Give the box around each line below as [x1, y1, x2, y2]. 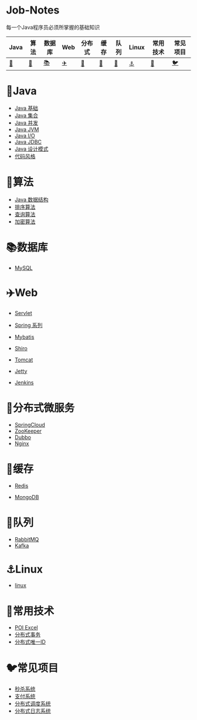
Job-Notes [6, 4, 60, 17]
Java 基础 [14, 104, 39, 112]
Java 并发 [14, 119, 39, 126]
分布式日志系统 [14, 708, 51, 715]
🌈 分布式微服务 [6, 401, 75, 414]
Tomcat [14, 356, 33, 363]
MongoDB [14, 493, 39, 500]
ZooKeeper [14, 427, 42, 434]
